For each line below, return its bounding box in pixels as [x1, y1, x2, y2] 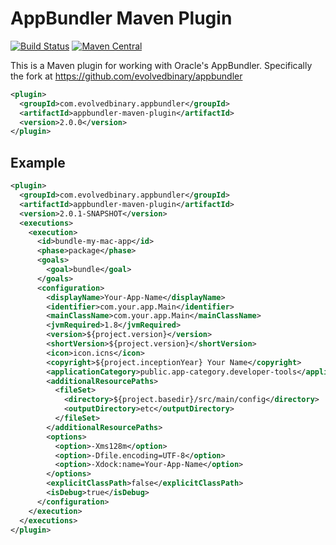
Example [10, 154, 66, 171]
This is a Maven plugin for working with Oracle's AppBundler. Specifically [10, 59, 313, 71]
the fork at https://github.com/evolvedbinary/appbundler [10, 70, 243, 82]
